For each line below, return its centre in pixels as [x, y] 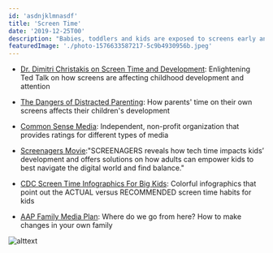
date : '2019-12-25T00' [47, 31]
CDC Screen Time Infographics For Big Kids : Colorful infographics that [138, 184]
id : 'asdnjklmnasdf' [43, 16]
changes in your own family [66, 225]
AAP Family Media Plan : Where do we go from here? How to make [131, 217]
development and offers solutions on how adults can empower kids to [137, 160]
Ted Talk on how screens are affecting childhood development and [132, 78]
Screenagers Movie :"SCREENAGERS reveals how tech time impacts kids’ [142, 151]
